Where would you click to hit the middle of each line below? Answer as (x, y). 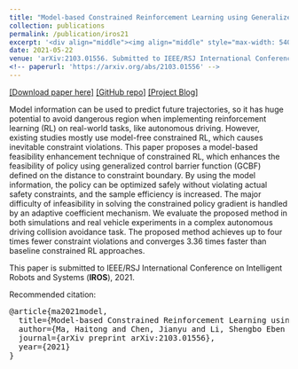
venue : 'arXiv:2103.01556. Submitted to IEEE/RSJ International (130, 59)
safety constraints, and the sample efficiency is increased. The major (135, 194)
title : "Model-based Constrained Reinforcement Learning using (129, 17)
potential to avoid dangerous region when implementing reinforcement (138, 118)
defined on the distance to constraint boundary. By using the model (132, 175)
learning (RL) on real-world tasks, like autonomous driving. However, (134, 128)
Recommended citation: (53, 294)
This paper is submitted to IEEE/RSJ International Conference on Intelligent (146, 268)
